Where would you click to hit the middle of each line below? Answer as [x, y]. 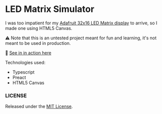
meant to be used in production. [38, 43]
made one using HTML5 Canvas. [39, 28]
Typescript [23, 72]
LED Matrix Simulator [50, 9]
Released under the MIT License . [39, 107]
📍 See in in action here [28, 53]
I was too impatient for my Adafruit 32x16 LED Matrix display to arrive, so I [81, 23]
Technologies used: [25, 62]
